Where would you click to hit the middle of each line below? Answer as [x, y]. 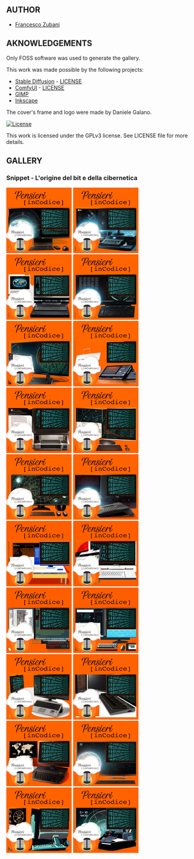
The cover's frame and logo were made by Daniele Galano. [79, 112]
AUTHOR [23, 10]
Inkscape [26, 100]
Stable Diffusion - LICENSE [48, 81]
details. [15, 142]
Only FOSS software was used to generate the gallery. [73, 58]
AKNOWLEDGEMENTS [49, 44]
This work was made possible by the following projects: [75, 69]
